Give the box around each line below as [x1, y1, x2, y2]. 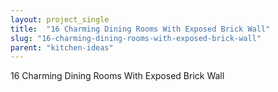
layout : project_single [10, 14, 110, 25]
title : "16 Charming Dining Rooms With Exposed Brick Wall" [10, 24, 271, 34]
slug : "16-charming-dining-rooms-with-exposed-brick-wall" [10, 33, 262, 43]
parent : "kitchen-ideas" [10, 42, 114, 53]
